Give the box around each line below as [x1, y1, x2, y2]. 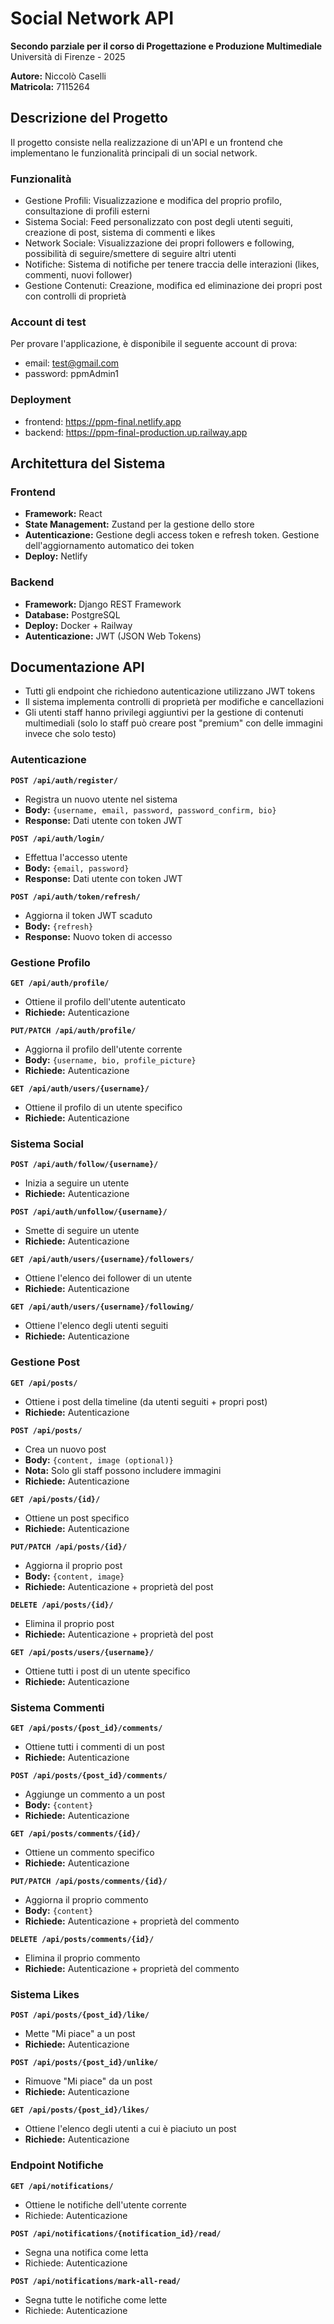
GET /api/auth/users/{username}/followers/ [10, 1255, 195, 1265]
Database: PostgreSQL [24, 608, 121, 621]
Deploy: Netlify [24, 550, 88, 562]
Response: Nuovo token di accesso [24, 930, 173, 942]
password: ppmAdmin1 [24, 368, 120, 380]
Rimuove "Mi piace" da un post [24, 2075, 153, 2087]
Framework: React [24, 508, 103, 520]
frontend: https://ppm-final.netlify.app [24, 415, 182, 427]
